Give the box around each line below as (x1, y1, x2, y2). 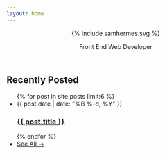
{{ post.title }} (16, 117, 65, 126)
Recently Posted (6, 74, 79, 86)
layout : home (6, 10, 44, 17)
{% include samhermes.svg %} (71, 29, 161, 37)
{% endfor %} (16, 133, 57, 141)
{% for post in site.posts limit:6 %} (16, 93, 115, 101)
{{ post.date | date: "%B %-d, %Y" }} (16, 99, 123, 108)
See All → (16, 139, 44, 148)
